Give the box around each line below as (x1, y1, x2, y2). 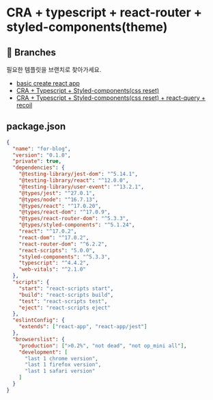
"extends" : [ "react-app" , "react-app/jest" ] (18, 323, 147, 330)
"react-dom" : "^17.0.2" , (18, 234, 89, 241)
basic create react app (16, 79, 80, 87)
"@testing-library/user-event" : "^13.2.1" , (18, 183, 145, 190)
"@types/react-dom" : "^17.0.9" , (18, 209, 111, 216)
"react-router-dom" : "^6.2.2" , (18, 241, 108, 248)
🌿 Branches (6, 46, 56, 58)
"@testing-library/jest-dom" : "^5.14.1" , (18, 171, 138, 178)
